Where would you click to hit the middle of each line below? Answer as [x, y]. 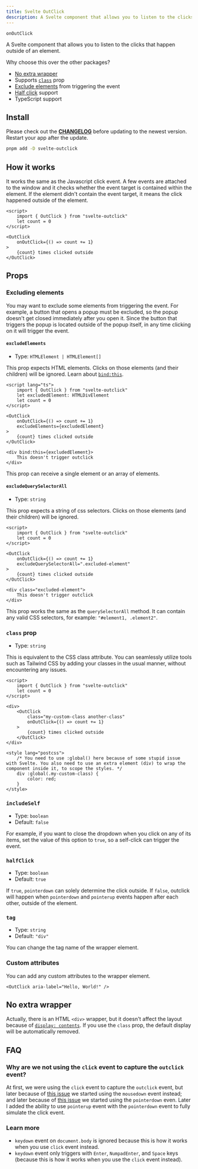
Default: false [32, 822]
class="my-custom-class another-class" [76, 717]
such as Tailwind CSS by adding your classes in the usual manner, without [96, 664]
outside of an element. [33, 50]
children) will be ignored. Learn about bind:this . [65, 374]
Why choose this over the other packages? [58, 62]
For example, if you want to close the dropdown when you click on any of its [99, 833]
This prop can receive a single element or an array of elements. [83, 474]
